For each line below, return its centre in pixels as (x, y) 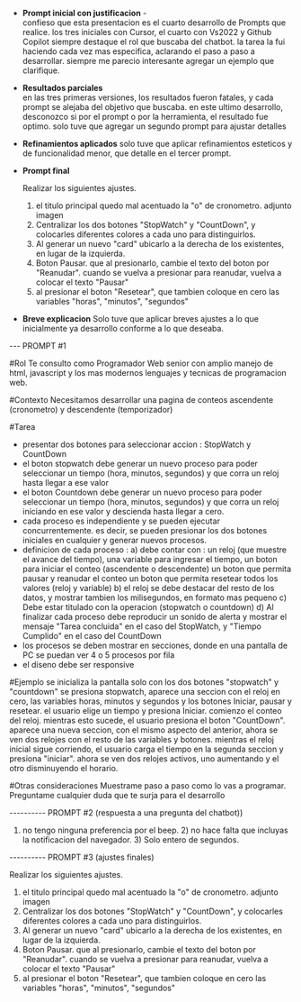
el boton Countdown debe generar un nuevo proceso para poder (142, 492)
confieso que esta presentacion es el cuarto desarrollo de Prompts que (154, 23)
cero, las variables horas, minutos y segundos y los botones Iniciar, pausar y (150, 701)
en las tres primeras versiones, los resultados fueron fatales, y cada (148, 97)
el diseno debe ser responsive (78, 665)
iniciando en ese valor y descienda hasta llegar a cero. (123, 511)
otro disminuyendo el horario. (64, 768)
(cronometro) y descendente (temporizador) (91, 410)
